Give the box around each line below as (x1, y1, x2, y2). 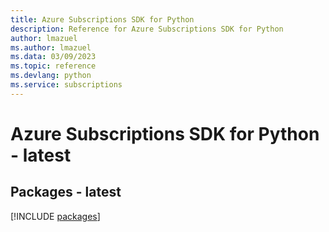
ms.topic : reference (10, 61, 97, 71)
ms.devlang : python (10, 71, 92, 81)
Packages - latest (10, 184, 122, 201)
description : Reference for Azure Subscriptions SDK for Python (10, 24, 284, 34)
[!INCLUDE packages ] (10, 210, 101, 222)
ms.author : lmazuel (10, 42, 92, 53)
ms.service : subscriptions (10, 80, 123, 90)
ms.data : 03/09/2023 (10, 52, 97, 62)
